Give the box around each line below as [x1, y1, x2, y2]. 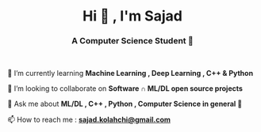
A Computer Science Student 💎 [71, 36, 194, 47]
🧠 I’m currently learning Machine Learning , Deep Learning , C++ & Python [7, 69, 254, 78]
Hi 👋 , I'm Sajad [82, 7, 183, 25]
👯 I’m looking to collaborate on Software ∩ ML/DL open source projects [7, 84, 244, 93]
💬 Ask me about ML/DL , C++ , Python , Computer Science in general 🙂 [7, 99, 243, 109]
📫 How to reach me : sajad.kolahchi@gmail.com [7, 115, 171, 125]
